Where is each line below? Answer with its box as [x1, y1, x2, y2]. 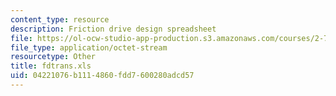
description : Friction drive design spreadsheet [10, 24, 217, 34]
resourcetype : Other [10, 52, 97, 62]
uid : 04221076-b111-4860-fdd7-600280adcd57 [10, 71, 195, 81]
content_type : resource [10, 14, 110, 25]
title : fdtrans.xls [10, 61, 92, 71]
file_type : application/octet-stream [10, 42, 168, 53]
